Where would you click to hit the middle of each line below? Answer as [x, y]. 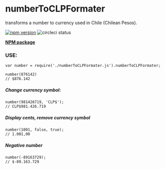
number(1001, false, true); [35, 130]
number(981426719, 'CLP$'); [35, 102]
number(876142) [21, 74]
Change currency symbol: [33, 90]
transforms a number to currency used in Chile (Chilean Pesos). [71, 23]
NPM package [20, 42]
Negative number [24, 145]
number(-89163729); [26, 157]
